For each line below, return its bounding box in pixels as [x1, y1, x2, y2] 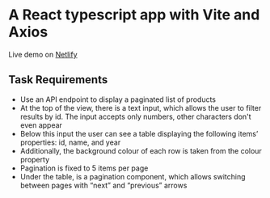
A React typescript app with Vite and [8, 6, 260, 24]
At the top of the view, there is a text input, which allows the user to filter [19, 103, 262, 112]
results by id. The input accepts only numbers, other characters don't [19, 112, 252, 121]
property [19, 154, 50, 164]
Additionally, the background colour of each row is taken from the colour [19, 145, 263, 155]
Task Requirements [8, 73, 108, 86]
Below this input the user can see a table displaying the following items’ [19, 128, 259, 138]
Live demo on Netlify [8, 49, 78, 59]
